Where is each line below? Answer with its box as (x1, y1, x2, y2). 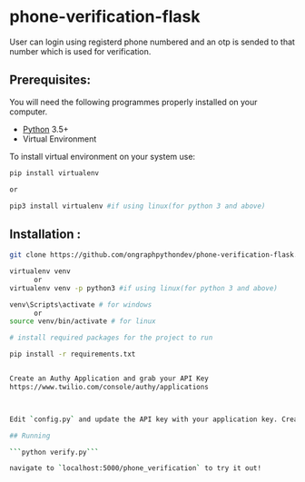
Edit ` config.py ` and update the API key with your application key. (9, 415, 279, 424)
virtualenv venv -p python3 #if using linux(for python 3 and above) (9, 283, 279, 292)
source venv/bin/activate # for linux (9, 317, 156, 326)
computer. (9, 106, 48, 117)
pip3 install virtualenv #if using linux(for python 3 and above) (9, 202, 266, 211)
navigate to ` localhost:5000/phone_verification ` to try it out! (9, 464, 261, 473)
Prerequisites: (9, 73, 91, 88)
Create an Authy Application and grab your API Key (9, 374, 209, 383)
